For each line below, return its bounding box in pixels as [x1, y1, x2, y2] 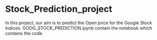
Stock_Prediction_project [5, 3, 112, 15]
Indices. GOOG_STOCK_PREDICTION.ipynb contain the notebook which [5, 25, 153, 31]
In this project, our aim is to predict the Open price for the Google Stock [5, 20, 152, 26]
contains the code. [5, 30, 44, 36]
